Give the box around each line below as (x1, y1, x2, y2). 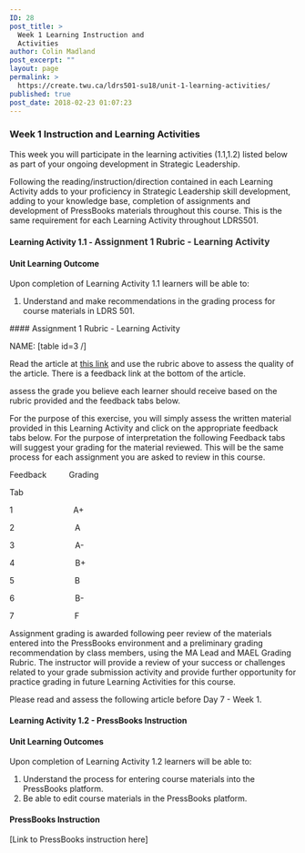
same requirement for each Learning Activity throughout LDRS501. (9, 215, 259, 226)
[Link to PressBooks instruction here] (9, 834, 148, 845)
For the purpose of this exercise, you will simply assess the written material (9, 413, 292, 424)
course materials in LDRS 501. (22, 306, 135, 317)
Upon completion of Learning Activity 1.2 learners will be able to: (9, 757, 252, 767)
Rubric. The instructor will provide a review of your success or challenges (9, 657, 286, 668)
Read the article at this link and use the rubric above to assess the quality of (9, 359, 294, 370)
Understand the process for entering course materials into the (22, 774, 256, 785)
